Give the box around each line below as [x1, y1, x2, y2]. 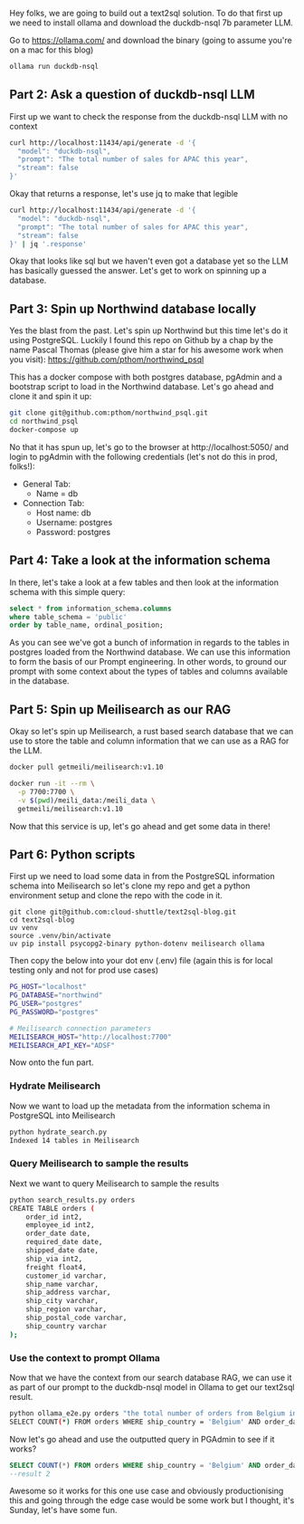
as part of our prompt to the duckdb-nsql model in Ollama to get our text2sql [9, 1381, 295, 1393]
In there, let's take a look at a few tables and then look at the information [9, 577, 279, 588]
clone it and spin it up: [9, 391, 92, 402]
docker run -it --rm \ [9, 779, 95, 788]
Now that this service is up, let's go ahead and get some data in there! [9, 820, 271, 831]
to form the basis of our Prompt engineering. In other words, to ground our [9, 657, 287, 667]
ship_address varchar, [25, 1288, 111, 1298]
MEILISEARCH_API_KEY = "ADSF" [9, 1040, 116, 1050]
